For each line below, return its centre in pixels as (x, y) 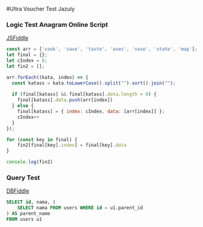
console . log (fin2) (30, 162)
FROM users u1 (24, 219)
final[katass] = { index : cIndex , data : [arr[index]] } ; (91, 112)
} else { (23, 106)
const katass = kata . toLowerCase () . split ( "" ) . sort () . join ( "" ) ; (94, 83)
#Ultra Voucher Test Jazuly (41, 9)
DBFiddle (18, 191)
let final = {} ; (27, 55)
